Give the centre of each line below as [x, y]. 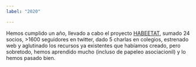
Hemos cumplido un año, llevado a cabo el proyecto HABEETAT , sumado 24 [98, 33]
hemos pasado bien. [31, 58]
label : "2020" [24, 11]
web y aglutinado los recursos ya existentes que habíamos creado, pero [93, 45]
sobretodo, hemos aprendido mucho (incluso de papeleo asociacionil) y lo [96, 52]
